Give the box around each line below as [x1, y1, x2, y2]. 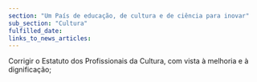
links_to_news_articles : [8, 34, 92, 43]
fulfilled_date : [8, 27, 63, 35]
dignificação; [8, 65, 52, 75]
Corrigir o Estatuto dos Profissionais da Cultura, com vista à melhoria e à [8, 56, 249, 66]
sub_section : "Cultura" [8, 19, 88, 27]
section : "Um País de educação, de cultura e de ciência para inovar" [8, 11, 250, 20]
